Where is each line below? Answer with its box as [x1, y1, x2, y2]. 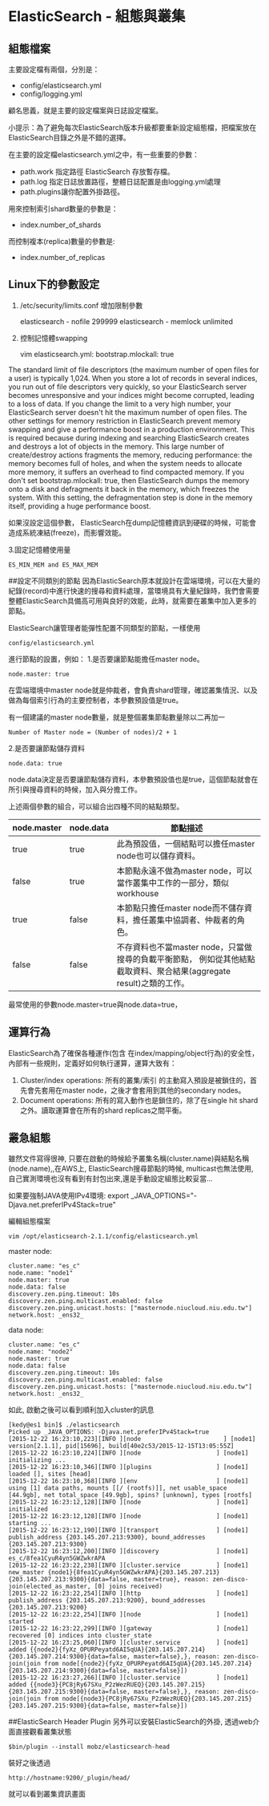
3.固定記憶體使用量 [8, 545, 71, 554]
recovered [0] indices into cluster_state [8, 1632, 152, 1640]
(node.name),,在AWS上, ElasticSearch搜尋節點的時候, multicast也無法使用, [8, 1164, 254, 1174]
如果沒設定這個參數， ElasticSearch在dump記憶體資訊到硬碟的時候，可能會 [8, 517, 257, 527]
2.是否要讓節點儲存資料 [8, 743, 86, 753]
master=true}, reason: [133, 1576, 210, 1584]
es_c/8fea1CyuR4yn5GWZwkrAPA [8, 1554, 106, 1563]
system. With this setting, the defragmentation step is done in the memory [8, 493, 253, 502]
